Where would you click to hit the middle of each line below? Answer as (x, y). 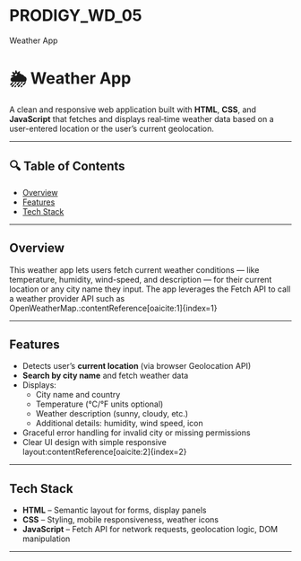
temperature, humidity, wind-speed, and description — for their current (141, 279)
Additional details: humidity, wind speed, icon (119, 424)
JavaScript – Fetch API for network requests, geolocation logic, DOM (150, 530)
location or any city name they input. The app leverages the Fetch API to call (150, 289)
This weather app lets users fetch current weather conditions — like (134, 269)
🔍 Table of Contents (67, 167)
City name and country (78, 395)
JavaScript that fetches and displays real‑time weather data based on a (142, 118)
